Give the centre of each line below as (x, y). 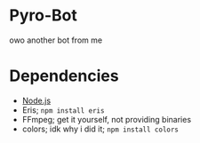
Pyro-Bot (43, 16)
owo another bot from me (56, 40)
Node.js (36, 100)
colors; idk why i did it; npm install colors (100, 129)
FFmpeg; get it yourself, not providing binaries (107, 119)
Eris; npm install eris (63, 110)
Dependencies (64, 76)
